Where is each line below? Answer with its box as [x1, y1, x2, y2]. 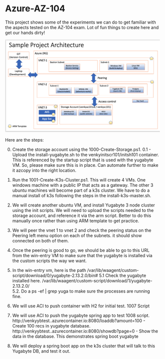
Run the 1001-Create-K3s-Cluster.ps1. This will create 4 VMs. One [12, 177, 146, 182]
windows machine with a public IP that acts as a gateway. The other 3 [12, 182, 154, 188]
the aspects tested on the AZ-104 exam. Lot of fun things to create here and [5, 24, 159, 30]
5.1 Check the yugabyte [99, 272, 146, 278]
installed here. [12, 277, 41, 283]
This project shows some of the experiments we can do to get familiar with [5, 19, 156, 25]
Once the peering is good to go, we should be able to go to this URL [12, 247, 150, 253]
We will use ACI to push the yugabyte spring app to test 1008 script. [12, 312, 150, 318]
